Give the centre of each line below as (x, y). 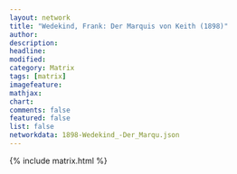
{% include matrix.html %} (58, 160)
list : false (32, 127)
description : (34, 43)
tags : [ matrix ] (38, 77)
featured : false (40, 118)
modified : (28, 60)
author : (24, 34)
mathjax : (26, 93)
